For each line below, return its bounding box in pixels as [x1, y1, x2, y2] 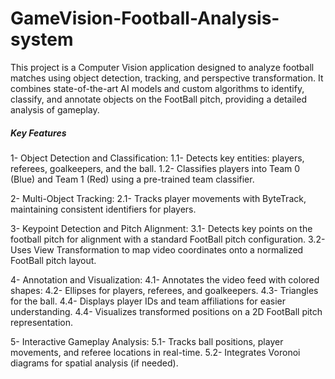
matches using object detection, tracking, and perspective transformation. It [10, 72, 324, 84]
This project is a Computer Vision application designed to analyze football [10, 61, 315, 73]
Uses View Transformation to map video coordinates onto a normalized [10, 243, 304, 256]
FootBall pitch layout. [10, 254, 97, 266]
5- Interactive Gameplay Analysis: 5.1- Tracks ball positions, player [10, 335, 284, 347]
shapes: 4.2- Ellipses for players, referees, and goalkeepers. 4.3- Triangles [10, 284, 319, 296]
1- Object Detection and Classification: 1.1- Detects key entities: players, [10, 152, 305, 164]
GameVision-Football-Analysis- [10, 7, 280, 30]
